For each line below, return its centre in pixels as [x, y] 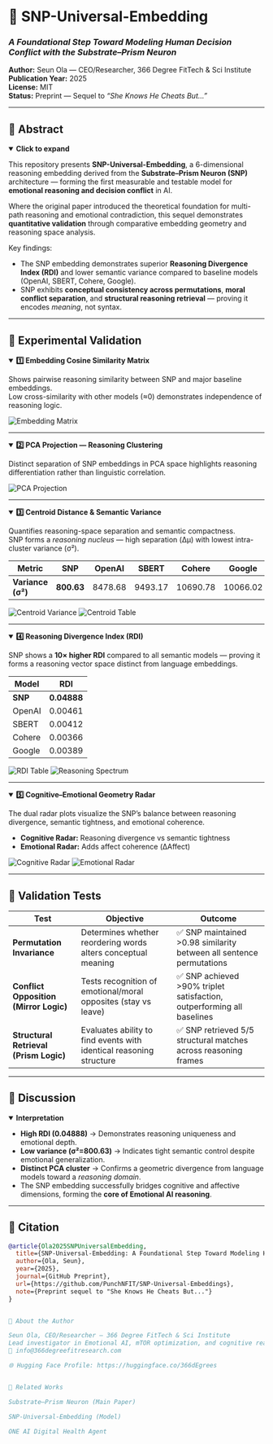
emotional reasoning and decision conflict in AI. [91, 191]
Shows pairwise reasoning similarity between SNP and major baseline [125, 380]
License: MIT [31, 87]
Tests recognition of [119, 981]
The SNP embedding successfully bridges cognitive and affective [130, 1185]
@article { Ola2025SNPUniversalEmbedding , [78, 1246]
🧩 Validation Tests [55, 895]
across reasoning [209, 1050]
